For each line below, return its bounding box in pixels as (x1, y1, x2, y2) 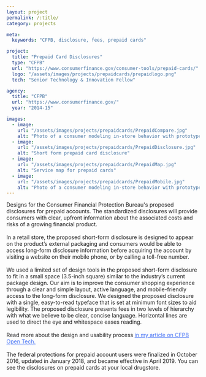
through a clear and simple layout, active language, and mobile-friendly (6, 286, 187, 293)
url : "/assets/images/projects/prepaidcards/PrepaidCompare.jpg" (17, 127, 188, 134)
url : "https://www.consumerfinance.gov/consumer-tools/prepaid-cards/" (12, 65, 199, 71)
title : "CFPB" (12, 93, 48, 100)
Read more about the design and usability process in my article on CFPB (6, 332, 189, 339)
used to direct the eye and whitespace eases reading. (6, 318, 142, 326)
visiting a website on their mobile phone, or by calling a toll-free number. (6, 253, 189, 261)
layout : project (6, 9, 48, 15)
